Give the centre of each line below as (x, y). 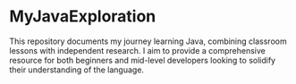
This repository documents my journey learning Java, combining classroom (148, 41)
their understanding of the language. (77, 70)
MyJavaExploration (83, 17)
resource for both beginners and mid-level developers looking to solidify (142, 60)
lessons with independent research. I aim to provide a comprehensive (137, 50)
